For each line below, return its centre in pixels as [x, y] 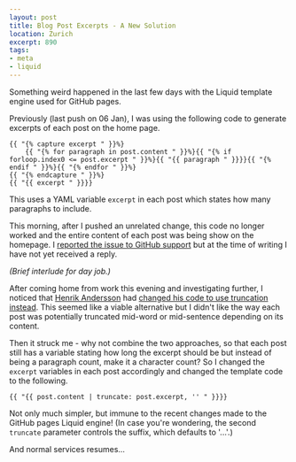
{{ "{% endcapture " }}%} [57, 175]
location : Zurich [41, 34]
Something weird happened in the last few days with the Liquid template [141, 92]
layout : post [33, 17]
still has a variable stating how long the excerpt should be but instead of [140, 352]
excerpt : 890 [33, 42]
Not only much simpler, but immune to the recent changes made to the [138, 413]
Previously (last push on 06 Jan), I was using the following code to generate [148, 118]
